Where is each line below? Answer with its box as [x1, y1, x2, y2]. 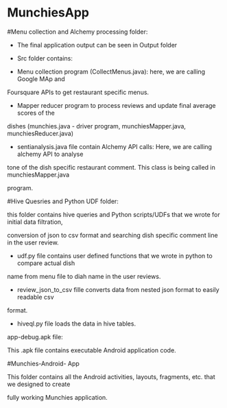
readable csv [16, 293, 54, 301]
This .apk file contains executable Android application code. [7, 345, 176, 354]
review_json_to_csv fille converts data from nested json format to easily [16, 285, 219, 293]
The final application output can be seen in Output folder [16, 41, 178, 49]
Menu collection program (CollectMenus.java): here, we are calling [16, 67, 206, 76]
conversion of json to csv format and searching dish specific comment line [7, 231, 218, 239]
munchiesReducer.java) [7, 129, 74, 137]
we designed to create [7, 380, 71, 388]
